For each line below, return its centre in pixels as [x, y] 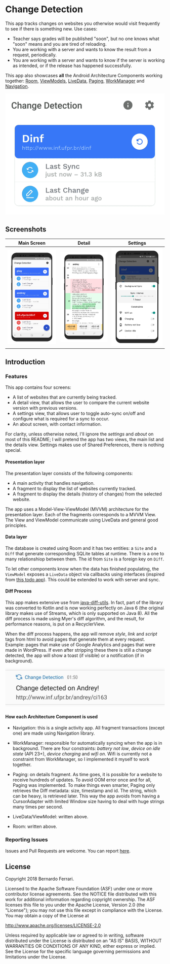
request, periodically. [34, 55]
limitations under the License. [36, 957]
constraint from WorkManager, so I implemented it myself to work [81, 759]
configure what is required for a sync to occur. [61, 419]
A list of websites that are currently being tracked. [65, 397]
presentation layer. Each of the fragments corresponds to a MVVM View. [81, 514]
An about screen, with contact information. [57, 424]
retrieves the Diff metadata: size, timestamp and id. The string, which [84, 791]
